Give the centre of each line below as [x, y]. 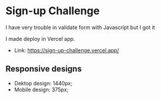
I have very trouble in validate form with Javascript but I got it [80, 27]
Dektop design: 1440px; [43, 83]
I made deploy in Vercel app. [40, 39]
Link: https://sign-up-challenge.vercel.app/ [67, 50]
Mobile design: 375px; [41, 90]
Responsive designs [44, 69]
